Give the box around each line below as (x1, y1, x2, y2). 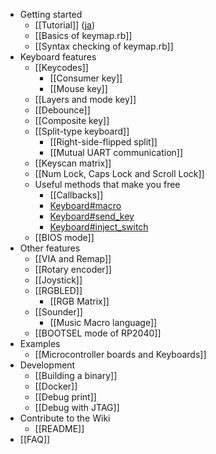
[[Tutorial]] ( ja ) (34, 19, 96, 31)
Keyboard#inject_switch (49, 221, 149, 233)
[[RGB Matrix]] (49, 295, 110, 307)
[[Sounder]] (34, 306, 83, 318)
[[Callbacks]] (49, 189, 104, 201)
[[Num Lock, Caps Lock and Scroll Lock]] (34, 168, 205, 179)
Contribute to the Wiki (19, 412, 111, 424)
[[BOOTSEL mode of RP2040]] (34, 327, 162, 339)
